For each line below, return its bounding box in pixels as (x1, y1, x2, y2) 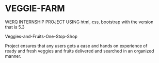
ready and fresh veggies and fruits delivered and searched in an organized (5, 48, 154, 54)
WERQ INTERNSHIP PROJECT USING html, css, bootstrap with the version (5, 19, 154, 25)
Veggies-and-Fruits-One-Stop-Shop (5, 33, 78, 39)
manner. (5, 53, 22, 59)
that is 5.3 (5, 24, 25, 30)
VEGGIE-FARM (5, 3, 65, 14)
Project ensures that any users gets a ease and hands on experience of (5, 43, 148, 48)
